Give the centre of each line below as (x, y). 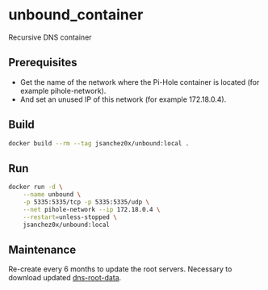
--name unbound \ (52, 195)
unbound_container (76, 15)
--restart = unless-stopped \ (70, 217)
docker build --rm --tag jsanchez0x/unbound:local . (99, 143)
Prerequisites (43, 63)
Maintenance (42, 249)
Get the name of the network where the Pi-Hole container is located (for (140, 82)
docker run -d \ (36, 187)
